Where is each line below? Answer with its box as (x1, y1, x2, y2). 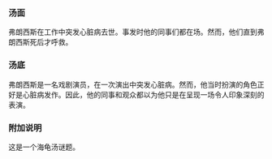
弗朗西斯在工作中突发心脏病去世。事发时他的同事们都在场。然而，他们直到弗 (8, 27, 265, 37)
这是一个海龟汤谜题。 (8, 142, 80, 152)
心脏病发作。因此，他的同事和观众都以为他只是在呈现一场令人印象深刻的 (22, 89, 265, 99)
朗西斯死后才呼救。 (8, 37, 73, 47)
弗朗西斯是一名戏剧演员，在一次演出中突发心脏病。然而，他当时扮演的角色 (8, 79, 257, 89)
